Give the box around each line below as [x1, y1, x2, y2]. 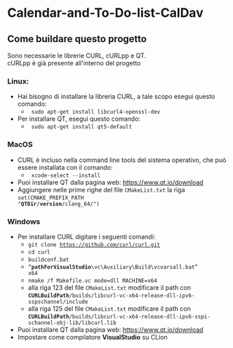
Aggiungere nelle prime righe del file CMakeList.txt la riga [17, 185, 185, 194]
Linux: [7, 76, 29, 86]
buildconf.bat [27, 256, 69, 263]
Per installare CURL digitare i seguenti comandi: [17, 232, 156, 241]
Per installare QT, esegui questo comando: [17, 114, 141, 123]
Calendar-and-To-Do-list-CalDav [7, 5, 204, 21]
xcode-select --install [31, 172, 101, 179]
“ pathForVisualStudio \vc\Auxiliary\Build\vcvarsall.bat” [27, 263, 199, 271]
